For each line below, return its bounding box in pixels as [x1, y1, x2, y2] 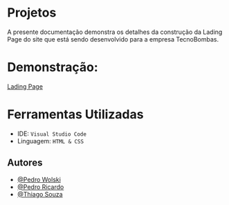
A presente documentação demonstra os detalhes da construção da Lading [7, 28, 223, 36]
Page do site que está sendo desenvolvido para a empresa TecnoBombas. [7, 35, 219, 43]
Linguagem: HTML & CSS [17, 136, 84, 145]
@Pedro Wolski [17, 175, 61, 184]
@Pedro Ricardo [17, 182, 64, 191]
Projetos [7, 5, 57, 21]
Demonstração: [7, 60, 98, 75]
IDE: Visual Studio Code [17, 130, 86, 138]
